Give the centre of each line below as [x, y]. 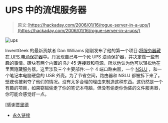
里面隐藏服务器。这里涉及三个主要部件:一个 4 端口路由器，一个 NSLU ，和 [81, 69]
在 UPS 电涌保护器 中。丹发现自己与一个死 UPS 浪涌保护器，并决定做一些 [80, 57]
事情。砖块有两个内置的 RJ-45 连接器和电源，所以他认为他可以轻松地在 [87, 63]
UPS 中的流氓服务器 [46, 10]
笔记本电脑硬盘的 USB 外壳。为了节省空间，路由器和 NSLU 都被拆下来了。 [86, 75]
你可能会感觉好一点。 [27, 94]
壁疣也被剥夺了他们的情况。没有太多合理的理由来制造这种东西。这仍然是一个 [84, 81]
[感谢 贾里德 [17, 105]
